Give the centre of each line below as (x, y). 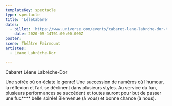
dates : (12, 24)
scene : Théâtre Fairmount (33, 44)
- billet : (20, 29)
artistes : (16, 48)
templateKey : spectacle (31, 10)
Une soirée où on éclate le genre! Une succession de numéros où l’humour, (85, 82)
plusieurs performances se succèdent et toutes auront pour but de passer (83, 93)
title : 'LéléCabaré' (27, 19)
